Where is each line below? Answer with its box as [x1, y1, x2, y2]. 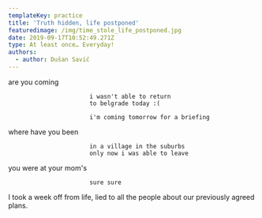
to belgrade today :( [89, 100, 160, 107]
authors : [8, 48, 37, 56]
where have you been [8, 127, 79, 137]
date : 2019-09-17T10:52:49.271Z [8, 33, 114, 42]
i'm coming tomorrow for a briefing [89, 113, 211, 121]
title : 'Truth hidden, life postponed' [8, 19, 140, 27]
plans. [8, 201, 28, 210]
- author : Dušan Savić [15, 56, 90, 64]
